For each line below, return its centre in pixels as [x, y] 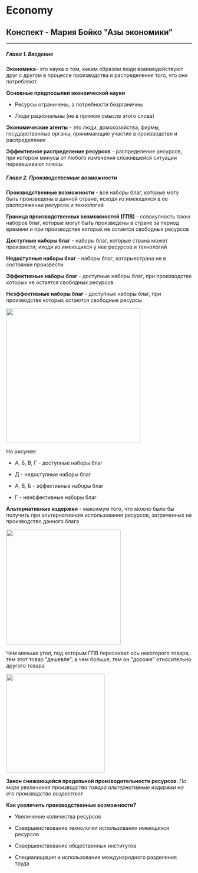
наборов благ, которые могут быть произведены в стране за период [93, 223]
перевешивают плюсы [34, 164]
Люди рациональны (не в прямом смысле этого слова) [85, 115]
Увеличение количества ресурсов [58, 816]
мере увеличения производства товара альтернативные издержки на [95, 787]
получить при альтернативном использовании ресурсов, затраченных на [99, 515]
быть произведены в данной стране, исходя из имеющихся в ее [87, 198]
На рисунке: [22, 451]
